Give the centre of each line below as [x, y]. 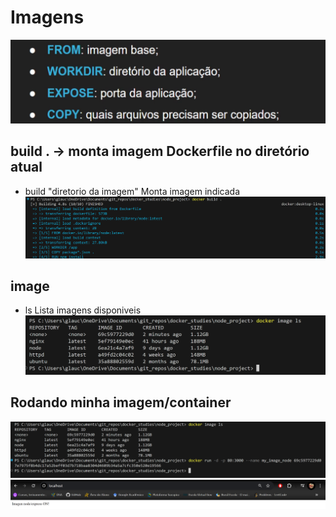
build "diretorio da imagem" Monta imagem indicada [132, 191]
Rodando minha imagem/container [121, 402]
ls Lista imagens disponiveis [83, 310]
